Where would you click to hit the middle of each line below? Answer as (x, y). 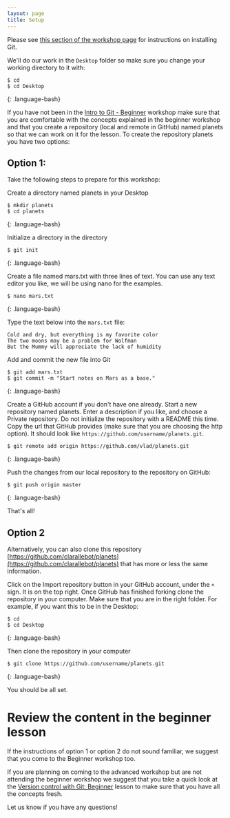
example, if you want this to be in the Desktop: (73, 607)
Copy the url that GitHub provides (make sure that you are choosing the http (115, 427)
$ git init (23, 250)
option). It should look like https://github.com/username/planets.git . (106, 433)
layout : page (26, 13)
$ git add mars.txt (35, 372)
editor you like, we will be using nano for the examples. (85, 283)
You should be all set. (38, 690)
